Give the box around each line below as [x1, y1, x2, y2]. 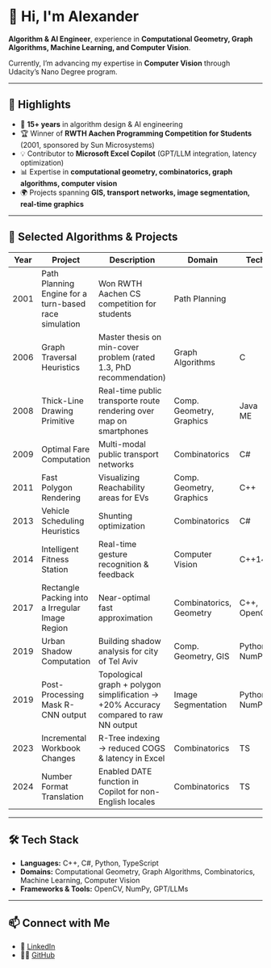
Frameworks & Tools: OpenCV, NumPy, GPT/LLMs [19, 884, 189, 894]
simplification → [98, 688, 160, 700]
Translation [41, 791, 84, 802]
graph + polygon [98, 679, 161, 690]
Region [41, 622, 69, 633]
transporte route [98, 395, 161, 406]
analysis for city [98, 646, 159, 657]
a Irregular [41, 602, 81, 613]
